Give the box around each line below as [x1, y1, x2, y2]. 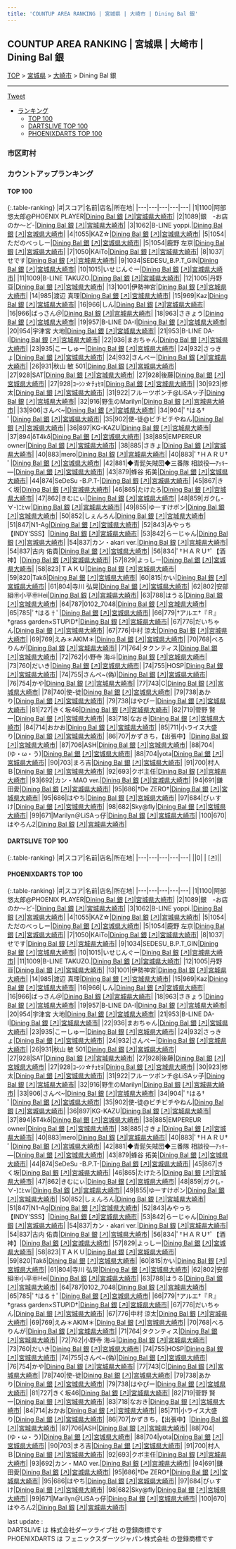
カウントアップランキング [7, 169, 93, 179]
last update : [7, 1517, 44, 1526]
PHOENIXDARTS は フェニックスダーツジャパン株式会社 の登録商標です [7, 1534, 214, 1543]
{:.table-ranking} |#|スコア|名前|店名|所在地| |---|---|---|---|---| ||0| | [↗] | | [7, 853, 222, 862]
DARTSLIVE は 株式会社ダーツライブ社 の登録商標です [7, 1525, 163, 1533]
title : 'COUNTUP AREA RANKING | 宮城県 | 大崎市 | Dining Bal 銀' [7, 10, 199, 18]
